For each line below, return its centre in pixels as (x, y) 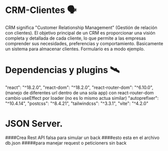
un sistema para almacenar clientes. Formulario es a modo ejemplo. (75, 49)
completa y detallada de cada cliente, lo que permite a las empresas (76, 38)
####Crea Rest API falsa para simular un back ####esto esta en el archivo (82, 137)
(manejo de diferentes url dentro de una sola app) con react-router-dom (79, 93)
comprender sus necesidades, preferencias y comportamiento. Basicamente (84, 43)
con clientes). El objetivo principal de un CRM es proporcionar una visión (80, 33)
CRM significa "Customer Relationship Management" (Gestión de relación (81, 27)
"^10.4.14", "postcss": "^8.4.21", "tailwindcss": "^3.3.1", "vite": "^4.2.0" (77, 103)
